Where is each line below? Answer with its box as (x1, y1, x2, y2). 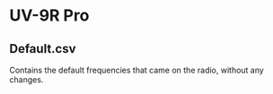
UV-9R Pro (9, 5, 90, 26)
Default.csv (9, 41, 76, 56)
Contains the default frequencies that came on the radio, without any (9, 64, 265, 75)
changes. (9, 74, 44, 85)
